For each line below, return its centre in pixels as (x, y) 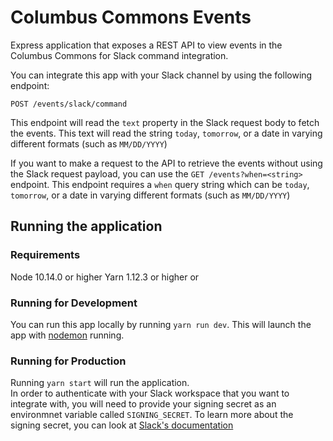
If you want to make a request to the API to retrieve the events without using (166, 163)
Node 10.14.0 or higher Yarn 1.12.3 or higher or (105, 277)
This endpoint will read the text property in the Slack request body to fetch (165, 122)
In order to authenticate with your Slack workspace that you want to (150, 393)
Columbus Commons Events (131, 17)
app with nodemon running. (67, 335)
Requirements (45, 255)
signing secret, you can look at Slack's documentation (122, 425)
